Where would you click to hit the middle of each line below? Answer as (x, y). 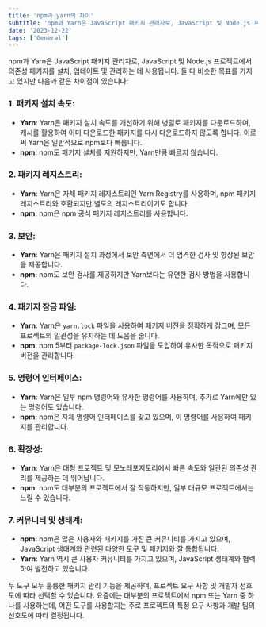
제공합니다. (46, 265)
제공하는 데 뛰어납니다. (70, 478)
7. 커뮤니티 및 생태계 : (46, 520)
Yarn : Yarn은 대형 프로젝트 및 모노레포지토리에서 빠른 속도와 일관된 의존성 (134, 468)
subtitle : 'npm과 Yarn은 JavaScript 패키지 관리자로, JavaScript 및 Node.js (129, 23)
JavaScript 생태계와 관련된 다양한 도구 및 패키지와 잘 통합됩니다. (119, 549)
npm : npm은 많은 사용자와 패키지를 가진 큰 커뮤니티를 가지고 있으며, (125, 539)
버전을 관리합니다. (47, 356)
